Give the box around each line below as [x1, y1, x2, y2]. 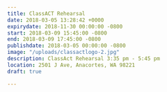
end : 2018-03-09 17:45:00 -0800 [7, 36, 101, 43]
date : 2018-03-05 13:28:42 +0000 [7, 17, 104, 24]
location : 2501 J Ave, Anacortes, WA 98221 [7, 62, 136, 68]
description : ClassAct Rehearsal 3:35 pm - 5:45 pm [7, 55, 160, 62]
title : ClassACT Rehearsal [7, 10, 86, 17]
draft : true [7, 68, 42, 75]
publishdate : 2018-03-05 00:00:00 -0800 [7, 42, 127, 49]
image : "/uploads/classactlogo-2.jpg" [7, 49, 120, 56]
